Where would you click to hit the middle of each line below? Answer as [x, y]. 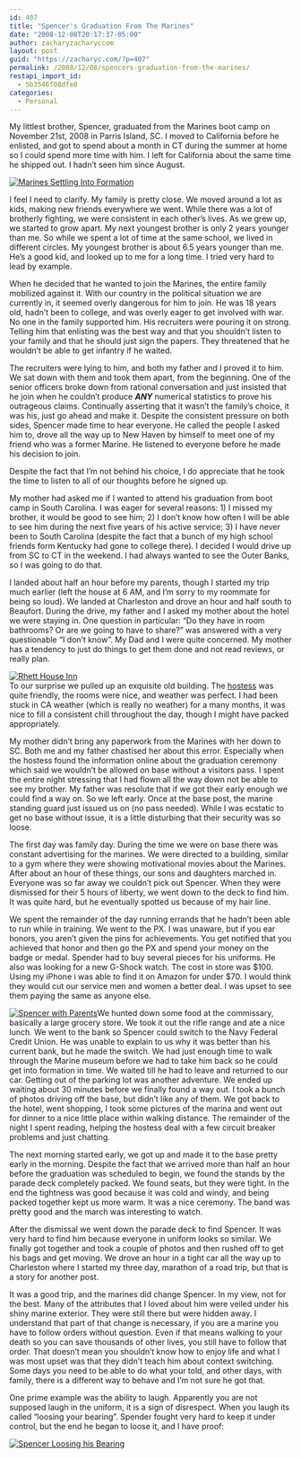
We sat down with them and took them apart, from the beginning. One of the [150, 377]
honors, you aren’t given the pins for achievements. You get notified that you [150, 939]
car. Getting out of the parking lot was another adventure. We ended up [141, 1080]
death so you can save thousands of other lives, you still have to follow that [148, 1342]
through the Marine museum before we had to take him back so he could [144, 1061]
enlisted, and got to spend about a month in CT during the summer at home [148, 146]
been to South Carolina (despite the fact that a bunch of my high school [141, 536]
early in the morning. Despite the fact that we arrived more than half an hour [150, 1164]
